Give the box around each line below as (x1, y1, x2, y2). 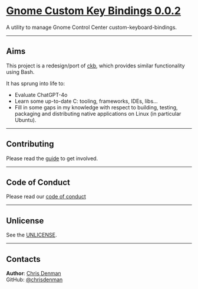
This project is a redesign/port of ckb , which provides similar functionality (6, 62, 185, 69)
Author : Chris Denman (6, 270, 61, 277)
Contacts (6, 254, 41, 264)
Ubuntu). (14, 116, 37, 124)
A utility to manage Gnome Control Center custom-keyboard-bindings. (6, 24, 177, 31)
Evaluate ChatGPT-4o (14, 91, 68, 98)
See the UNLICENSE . (6, 232, 57, 239)
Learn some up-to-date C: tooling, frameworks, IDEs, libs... (14, 98, 158, 105)
